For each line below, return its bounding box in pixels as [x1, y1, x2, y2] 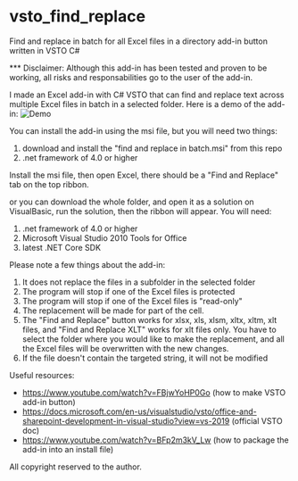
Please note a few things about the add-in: [9, 259, 166, 270]
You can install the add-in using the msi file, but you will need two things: [9, 125, 278, 136]
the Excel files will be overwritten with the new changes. [21, 343, 229, 353]
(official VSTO [231, 415, 283, 426]
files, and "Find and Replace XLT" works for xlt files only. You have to [21, 324, 277, 335]
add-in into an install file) [21, 444, 114, 454]
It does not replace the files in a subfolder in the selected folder [21, 277, 256, 287]
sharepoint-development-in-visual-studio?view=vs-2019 [21, 415, 230, 426]
